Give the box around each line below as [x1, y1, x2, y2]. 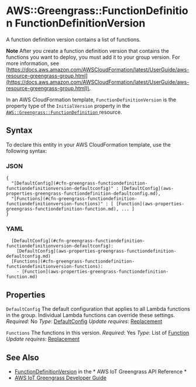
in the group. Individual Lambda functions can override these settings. [6, 312, 176, 319]
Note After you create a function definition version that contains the [6, 47, 170, 54]
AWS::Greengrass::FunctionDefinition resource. [6, 108, 122, 116]
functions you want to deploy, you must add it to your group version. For [6, 53, 180, 60]
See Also [6, 352, 39, 362]
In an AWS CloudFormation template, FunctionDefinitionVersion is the [6, 96, 177, 103]
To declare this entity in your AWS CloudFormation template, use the [6, 141, 171, 148]
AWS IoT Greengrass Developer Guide [14, 374, 107, 381]
